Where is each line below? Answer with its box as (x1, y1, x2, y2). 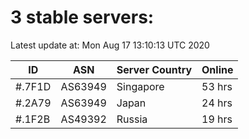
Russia (116, 112, 148, 126)
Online (201, 62, 234, 76)
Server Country (116, 62, 193, 76)
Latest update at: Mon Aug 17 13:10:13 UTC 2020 (10, 39, 210, 51)
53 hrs (201, 79, 233, 93)
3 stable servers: (10, 6, 155, 29)
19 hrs (201, 112, 233, 126)
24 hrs (201, 96, 233, 110)
